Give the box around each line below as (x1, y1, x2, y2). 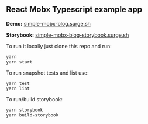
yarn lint (6, 86, 30, 91)
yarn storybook (6, 107, 43, 113)
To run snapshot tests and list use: (6, 69, 89, 76)
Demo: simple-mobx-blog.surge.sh (6, 20, 91, 27)
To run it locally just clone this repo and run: (6, 42, 112, 49)
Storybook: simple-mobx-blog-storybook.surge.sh (6, 31, 129, 38)
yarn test (6, 80, 30, 86)
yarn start (6, 59, 33, 65)
